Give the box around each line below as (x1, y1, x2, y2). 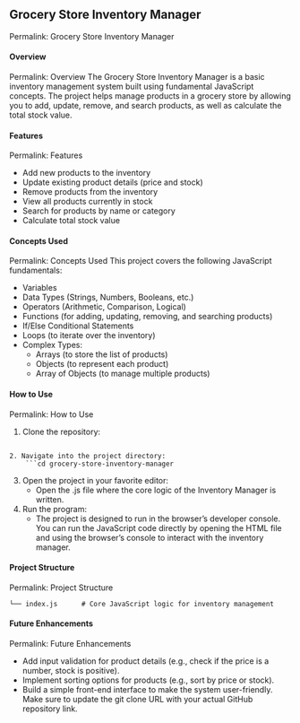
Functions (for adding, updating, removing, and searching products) (21, 311, 273, 322)
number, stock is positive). (21, 666, 120, 676)
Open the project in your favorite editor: (21, 475, 168, 485)
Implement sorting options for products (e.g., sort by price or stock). (21, 675, 275, 685)
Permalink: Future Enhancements (9, 639, 132, 649)
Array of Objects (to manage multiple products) (35, 368, 210, 379)
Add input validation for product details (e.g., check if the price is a (21, 656, 270, 666)
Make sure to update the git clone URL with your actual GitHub (21, 694, 253, 705)
